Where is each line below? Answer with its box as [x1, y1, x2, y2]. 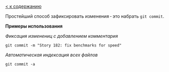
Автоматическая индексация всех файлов [5, 52, 98, 58]
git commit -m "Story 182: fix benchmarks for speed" [5, 43, 122, 48]
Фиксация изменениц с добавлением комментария [5, 33, 118, 39]
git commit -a [5, 62, 36, 67]
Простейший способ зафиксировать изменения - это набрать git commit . [5, 13, 164, 19]
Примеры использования [5, 23, 63, 29]
